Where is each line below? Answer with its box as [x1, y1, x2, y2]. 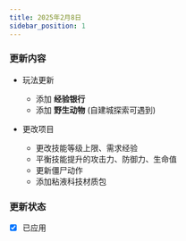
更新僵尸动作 [35, 164, 83, 175]
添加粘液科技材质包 [35, 176, 107, 187]
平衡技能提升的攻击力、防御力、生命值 [35, 154, 177, 164]
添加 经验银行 [35, 93, 86, 104]
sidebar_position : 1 [9, 21, 87, 30]
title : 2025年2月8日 [9, 12, 82, 22]
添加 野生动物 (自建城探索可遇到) [35, 104, 156, 115]
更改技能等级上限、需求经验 [35, 142, 139, 153]
